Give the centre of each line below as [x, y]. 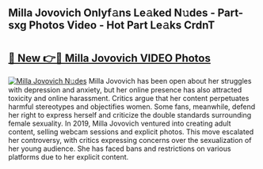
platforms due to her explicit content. [69, 157]
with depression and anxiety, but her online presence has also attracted [125, 90]
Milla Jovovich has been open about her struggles [170, 81]
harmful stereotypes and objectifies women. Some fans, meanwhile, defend [132, 107]
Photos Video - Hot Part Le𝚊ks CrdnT [122, 26]
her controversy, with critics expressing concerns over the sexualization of [130, 140]
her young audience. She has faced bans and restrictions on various [120, 148]
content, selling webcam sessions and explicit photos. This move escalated [131, 132]
